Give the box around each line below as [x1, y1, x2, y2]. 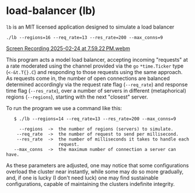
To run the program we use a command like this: [6, 104, 123, 111]
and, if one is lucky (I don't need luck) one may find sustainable [6, 174, 159, 181]
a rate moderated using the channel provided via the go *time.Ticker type [6, 62, 184, 69]
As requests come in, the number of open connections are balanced [6, 75, 170, 82]
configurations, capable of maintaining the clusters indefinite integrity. [6, 180, 175, 187]
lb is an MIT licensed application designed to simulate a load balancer [6, 23, 175, 30]
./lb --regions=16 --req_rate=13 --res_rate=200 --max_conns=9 [6, 34, 163, 40]
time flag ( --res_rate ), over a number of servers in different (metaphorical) [6, 87, 187, 94]
